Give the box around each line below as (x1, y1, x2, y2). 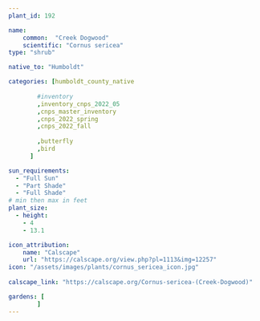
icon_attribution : (8, 241, 70, 249)
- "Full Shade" (15, 189, 67, 197)
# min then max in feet (8, 197, 88, 205)
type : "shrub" (8, 49, 56, 57)
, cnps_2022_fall (37, 122, 91, 131)
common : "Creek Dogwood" (22, 34, 110, 42)
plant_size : (8, 204, 48, 213)
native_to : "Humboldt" (8, 63, 84, 71)
